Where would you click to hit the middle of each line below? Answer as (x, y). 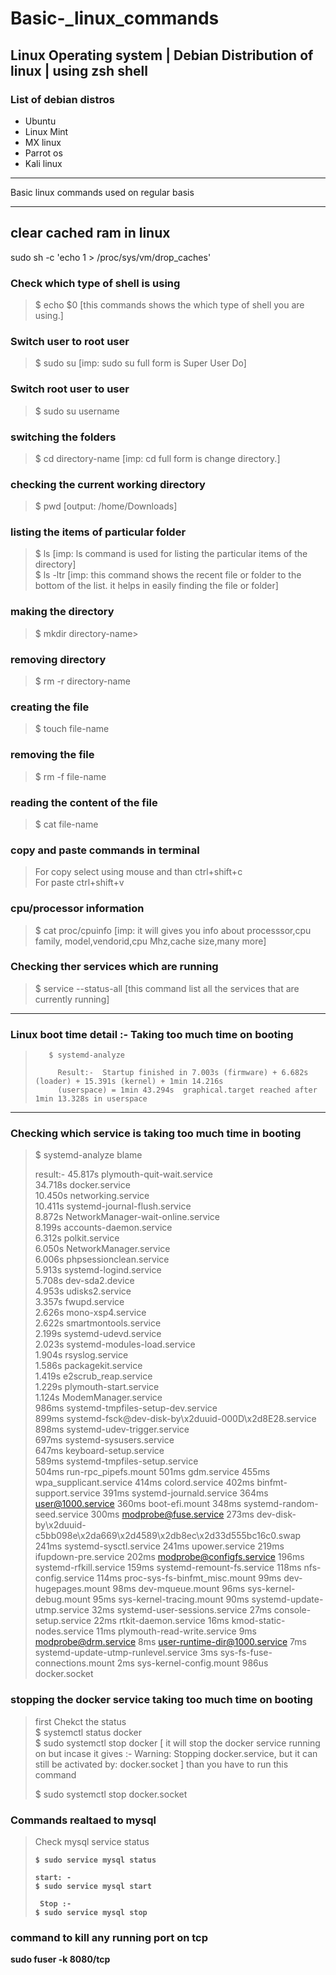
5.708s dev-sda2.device (84, 1281)
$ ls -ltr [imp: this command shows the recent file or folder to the (168, 575)
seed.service (61, 1514)
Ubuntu (40, 121)
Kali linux (43, 163)
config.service (64, 1578)
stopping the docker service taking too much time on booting (161, 1700)
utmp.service (62, 1610)
